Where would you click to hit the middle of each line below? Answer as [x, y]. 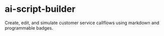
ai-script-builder [40, 9]
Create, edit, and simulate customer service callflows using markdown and [82, 23]
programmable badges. [29, 28]
